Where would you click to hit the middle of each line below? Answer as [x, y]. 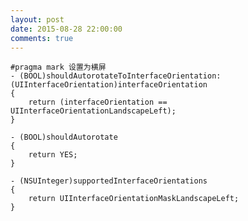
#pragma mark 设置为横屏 [58, 67]
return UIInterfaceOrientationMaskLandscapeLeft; [134, 199]
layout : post [37, 19]
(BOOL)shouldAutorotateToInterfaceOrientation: [120, 76]
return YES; [53, 155]
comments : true [42, 38]
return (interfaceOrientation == [98, 102]
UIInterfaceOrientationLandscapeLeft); [93, 111]
